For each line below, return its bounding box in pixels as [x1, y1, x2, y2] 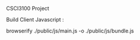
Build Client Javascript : [6, 16, 64, 23]
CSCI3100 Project [6, 5, 49, 12]
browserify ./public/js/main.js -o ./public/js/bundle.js [6, 27, 135, 34]
